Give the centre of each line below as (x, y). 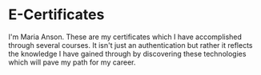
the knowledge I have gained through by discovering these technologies (127, 53)
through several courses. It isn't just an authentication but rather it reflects (130, 45)
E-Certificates (56, 15)
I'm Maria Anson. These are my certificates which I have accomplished (125, 37)
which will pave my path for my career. (72, 62)
